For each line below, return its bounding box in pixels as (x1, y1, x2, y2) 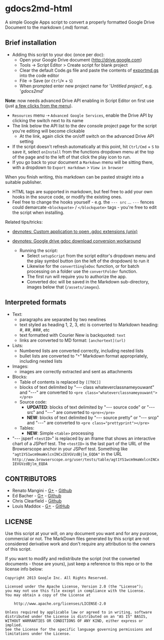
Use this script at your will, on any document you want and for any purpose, (5, 531, 158, 537)
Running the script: (19, 247, 58, 253)
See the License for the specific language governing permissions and (5, 627, 152, 632)
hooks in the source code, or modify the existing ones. (12, 194, 122, 200)
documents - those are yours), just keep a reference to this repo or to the (5, 561, 153, 567)
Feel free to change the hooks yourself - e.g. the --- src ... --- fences (12, 199, 154, 205)
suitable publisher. (5, 179, 43, 185)
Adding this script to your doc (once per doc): (12, 51, 105, 57)
